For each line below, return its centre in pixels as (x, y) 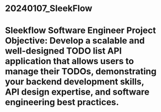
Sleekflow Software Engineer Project (80, 31)
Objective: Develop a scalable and (75, 41)
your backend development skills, (75, 82)
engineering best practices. (62, 102)
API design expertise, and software (77, 92)
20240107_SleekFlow (49, 8)
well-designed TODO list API (64, 51)
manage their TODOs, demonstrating (81, 72)
